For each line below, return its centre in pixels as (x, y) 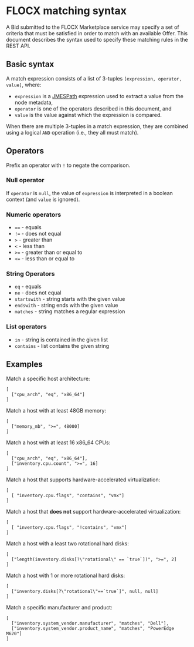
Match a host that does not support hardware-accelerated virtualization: (93, 511)
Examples (24, 365)
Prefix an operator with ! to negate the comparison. (68, 165)
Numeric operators (34, 214)
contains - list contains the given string (62, 346)
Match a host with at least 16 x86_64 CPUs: (58, 442)
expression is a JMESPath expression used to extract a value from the (99, 96)
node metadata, (34, 102)
